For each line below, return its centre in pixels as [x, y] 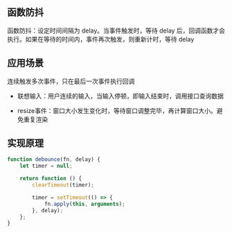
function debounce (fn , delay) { [54, 159]
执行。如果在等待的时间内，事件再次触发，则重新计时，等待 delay [101, 39]
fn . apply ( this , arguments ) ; [85, 204]
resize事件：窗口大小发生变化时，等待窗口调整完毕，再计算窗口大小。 [117, 110]
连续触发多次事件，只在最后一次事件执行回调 [71, 81]
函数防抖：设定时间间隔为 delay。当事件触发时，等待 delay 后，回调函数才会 [116, 31]
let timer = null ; [46, 166]
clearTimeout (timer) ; [63, 185]
